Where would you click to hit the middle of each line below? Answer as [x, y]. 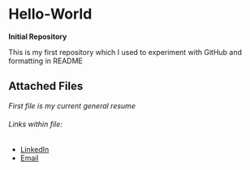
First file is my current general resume [72, 105]
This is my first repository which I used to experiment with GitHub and [125, 52]
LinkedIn [34, 149]
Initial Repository [38, 36]
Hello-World [50, 14]
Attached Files [46, 86]
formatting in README [45, 61]
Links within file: [36, 124]
